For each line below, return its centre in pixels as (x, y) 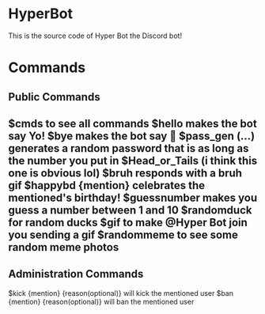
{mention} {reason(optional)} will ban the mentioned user (101, 301)
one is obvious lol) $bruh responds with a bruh (125, 173)
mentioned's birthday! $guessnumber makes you (133, 197)
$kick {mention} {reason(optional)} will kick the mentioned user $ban (121, 293)
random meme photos (64, 247)
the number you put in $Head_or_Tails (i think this (133, 160)
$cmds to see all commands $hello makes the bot (132, 123)
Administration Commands (76, 274)
